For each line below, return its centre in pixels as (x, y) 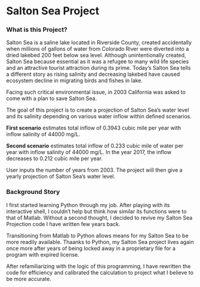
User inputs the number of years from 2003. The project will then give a (95, 170)
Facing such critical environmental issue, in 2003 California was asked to (96, 92)
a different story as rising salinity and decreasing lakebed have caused (93, 74)
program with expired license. (43, 254)
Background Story (33, 192)
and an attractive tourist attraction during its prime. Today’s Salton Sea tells (99, 68)
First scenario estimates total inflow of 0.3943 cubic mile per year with (93, 128)
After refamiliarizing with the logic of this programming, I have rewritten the (99, 266)
